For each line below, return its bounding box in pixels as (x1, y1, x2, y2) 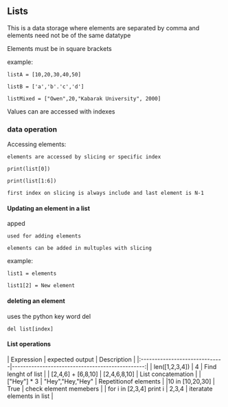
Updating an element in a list (7, 204, 91, 212)
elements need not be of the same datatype (7, 31, 131, 39)
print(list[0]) (7, 165, 51, 173)
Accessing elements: (7, 140, 67, 149)
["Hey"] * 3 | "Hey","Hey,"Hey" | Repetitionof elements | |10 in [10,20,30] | (7, 377, 215, 385)
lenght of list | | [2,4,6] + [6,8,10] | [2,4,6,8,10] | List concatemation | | (7, 370, 201, 378)
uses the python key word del (7, 312, 91, 320)
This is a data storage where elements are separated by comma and (7, 23, 200, 32)
